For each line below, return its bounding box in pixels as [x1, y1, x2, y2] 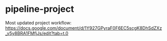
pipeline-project [5, 3, 74, 15]
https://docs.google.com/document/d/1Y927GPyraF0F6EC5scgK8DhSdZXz [5, 25, 162, 31]
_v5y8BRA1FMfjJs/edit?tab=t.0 [5, 30, 69, 36]
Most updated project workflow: [5, 20, 72, 26]
